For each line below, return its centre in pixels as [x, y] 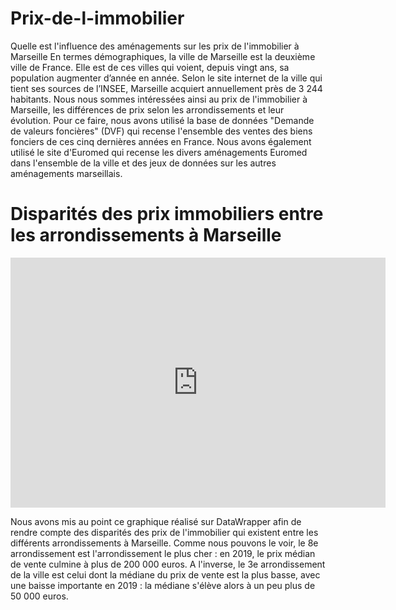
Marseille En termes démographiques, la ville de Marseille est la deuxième [163, 56]
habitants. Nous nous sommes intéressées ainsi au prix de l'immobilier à [159, 99]
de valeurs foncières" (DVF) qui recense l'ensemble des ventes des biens [161, 131]
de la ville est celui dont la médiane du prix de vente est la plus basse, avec [165, 574]
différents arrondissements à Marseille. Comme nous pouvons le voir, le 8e [164, 543]
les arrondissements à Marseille [146, 235]
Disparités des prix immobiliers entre [167, 214]
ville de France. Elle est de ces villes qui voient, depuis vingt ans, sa [150, 67]
